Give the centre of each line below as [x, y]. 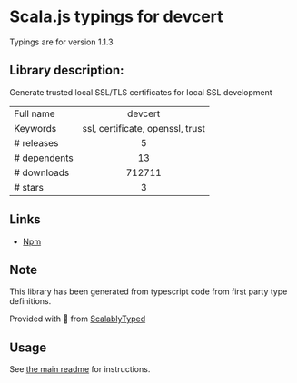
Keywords [35, 128]
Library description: [67, 70]
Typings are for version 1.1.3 [61, 42]
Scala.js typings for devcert [117, 17]
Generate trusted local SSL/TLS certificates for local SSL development [141, 92]
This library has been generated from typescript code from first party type [148, 291]
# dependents [44, 158]
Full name [35, 113]
